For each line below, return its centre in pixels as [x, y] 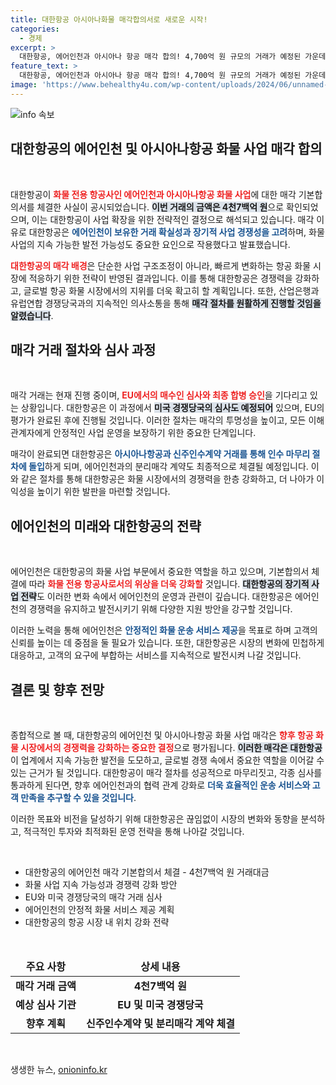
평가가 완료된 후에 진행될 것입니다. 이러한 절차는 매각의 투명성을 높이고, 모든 [158, 420]
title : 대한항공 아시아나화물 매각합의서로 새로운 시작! [109, 19]
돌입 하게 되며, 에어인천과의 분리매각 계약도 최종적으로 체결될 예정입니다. [168, 467]
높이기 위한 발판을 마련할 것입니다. [103, 492]
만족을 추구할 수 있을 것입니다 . [78, 797]
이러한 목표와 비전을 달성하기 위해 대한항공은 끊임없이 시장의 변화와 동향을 [154, 819]
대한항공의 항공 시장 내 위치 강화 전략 [97, 922]
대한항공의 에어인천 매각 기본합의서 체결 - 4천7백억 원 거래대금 [147, 872]
